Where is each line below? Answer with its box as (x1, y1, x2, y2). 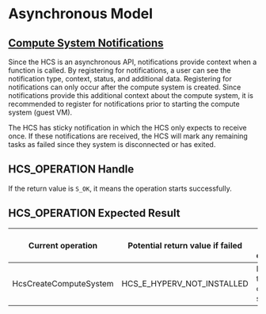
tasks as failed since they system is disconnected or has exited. (8, 140, 216, 149)
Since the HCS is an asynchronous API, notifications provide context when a (8, 57, 257, 66)
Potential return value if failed (127, 240, 243, 251)
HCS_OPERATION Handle (8, 163, 135, 176)
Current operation (28, 240, 98, 251)
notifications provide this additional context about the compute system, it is (8, 91, 253, 100)
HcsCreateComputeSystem (12, 278, 114, 289)
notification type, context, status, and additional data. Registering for (8, 74, 232, 83)
